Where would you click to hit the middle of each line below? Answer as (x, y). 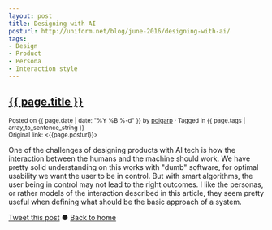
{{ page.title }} (46, 102)
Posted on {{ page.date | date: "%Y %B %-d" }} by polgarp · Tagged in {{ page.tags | (127, 120)
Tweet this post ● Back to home (62, 217)
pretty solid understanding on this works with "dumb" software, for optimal (134, 167)
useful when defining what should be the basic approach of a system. (125, 202)
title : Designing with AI (52, 24)
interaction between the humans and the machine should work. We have (130, 158)
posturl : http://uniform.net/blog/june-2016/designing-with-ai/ (119, 31)
